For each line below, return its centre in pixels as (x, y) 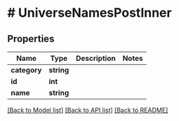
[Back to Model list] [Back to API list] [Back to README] (88, 110)
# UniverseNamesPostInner (89, 13)
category (26, 70)
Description (96, 58)
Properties (31, 39)
